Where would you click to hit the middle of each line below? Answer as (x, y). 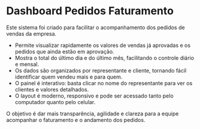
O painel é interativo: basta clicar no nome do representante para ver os (104, 83)
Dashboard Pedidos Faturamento (90, 11)
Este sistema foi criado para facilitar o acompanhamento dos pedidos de (96, 27)
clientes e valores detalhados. (52, 89)
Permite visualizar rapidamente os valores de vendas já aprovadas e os (102, 45)
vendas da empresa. (31, 33)
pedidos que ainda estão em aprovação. (65, 51)
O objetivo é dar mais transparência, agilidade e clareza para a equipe (93, 114)
